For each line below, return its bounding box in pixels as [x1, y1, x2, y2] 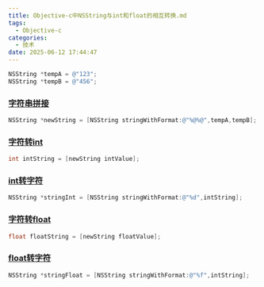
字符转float [8, 214, 52, 225]
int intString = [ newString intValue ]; [8, 155, 140, 163]
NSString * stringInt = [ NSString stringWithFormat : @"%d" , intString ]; [8, 193, 243, 202]
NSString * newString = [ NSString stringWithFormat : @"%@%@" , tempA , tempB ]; [8, 117, 258, 124]
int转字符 [8, 175, 44, 186]
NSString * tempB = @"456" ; [8, 77, 98, 86]
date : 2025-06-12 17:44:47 [8, 48, 98, 56]
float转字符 [8, 253, 52, 264]
